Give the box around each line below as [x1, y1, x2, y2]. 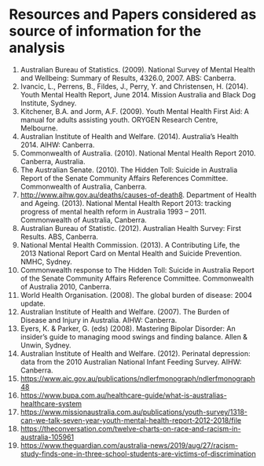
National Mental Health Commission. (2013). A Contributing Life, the [20, 240, 240, 249]
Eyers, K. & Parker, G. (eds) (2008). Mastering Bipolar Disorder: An [20, 324, 236, 333]
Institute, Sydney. [20, 98, 77, 108]
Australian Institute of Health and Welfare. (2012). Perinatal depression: [20, 348, 251, 358]
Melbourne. [20, 123, 58, 133]
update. [20, 299, 46, 308]
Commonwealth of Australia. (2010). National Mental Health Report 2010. [20, 148, 256, 158]
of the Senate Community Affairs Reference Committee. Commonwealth [20, 273, 254, 283]
